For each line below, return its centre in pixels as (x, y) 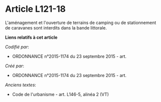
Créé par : (15, 66)
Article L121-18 (35, 9)
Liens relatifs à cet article (31, 37)
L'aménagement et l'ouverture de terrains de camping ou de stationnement (81, 23)
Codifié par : (17, 47)
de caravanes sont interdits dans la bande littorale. (56, 27)
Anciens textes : (21, 85)
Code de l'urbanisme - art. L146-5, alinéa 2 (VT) (60, 94)
